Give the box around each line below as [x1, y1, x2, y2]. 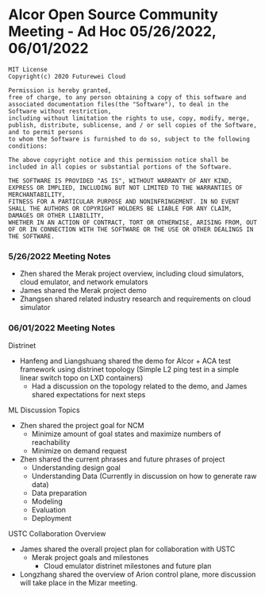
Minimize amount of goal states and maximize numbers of [31, 429, 221, 439]
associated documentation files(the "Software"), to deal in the [8, 100, 229, 108]
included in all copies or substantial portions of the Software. [8, 163, 232, 171]
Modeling [31, 496, 63, 506]
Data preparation [31, 488, 87, 497]
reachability [31, 437, 71, 446]
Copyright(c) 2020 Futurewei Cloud [8, 72, 126, 80]
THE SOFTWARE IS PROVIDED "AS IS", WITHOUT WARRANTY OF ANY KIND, [8, 176, 232, 184]
